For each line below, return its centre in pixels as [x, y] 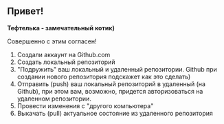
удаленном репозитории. [54, 99]
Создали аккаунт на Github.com [64, 54]
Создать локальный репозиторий [66, 62]
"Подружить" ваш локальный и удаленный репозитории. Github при [117, 69]
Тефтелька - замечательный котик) [61, 28]
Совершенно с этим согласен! [52, 41]
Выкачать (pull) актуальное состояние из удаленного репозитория [115, 113]
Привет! [25, 11]
